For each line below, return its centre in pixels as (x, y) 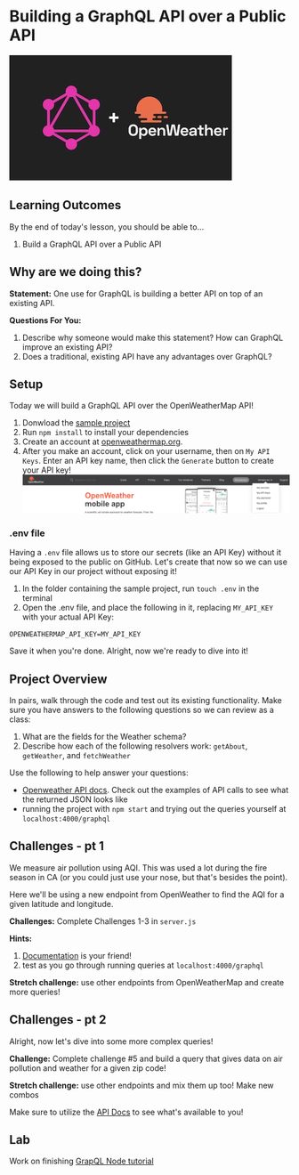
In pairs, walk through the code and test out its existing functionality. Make (145, 700)
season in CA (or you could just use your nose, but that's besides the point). (149, 877)
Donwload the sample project (76, 423)
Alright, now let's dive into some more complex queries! (111, 1041)
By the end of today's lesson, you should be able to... (107, 227)
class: (20, 719)
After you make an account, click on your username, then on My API (146, 451)
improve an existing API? (67, 347)
